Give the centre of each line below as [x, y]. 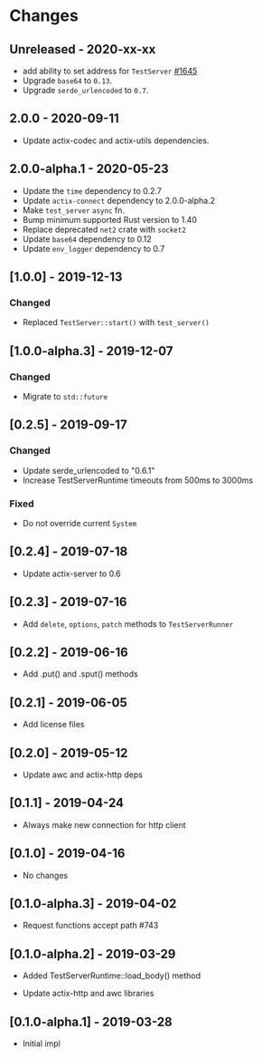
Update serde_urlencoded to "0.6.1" [89, 470]
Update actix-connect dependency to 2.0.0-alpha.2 [119, 200]
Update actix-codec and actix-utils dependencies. [116, 140]
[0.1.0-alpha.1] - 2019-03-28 [91, 1021]
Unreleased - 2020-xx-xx [83, 49]
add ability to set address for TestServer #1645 [110, 71]
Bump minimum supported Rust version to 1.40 [109, 219]
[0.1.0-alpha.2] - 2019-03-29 [93, 953]
